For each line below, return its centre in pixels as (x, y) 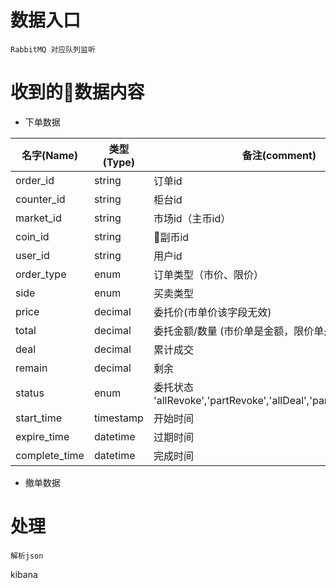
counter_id (40, 199)
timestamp (118, 418)
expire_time (42, 436)
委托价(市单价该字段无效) (212, 312)
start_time (38, 418)
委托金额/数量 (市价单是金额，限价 (234, 331)
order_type (41, 274)
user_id (32, 255)
